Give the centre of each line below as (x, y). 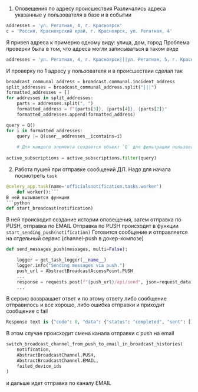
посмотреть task (36, 175)
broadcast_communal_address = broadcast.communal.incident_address (91, 81)
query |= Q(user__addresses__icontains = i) (70, 136)
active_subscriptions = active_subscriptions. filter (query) (82, 158)
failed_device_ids (39, 366)
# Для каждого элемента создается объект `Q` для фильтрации (93, 147)
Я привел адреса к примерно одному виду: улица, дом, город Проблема (98, 42)
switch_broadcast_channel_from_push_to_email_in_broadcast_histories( (95, 344)
